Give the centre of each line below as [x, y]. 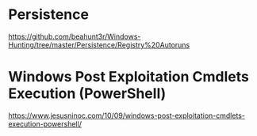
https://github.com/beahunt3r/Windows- [75, 36]
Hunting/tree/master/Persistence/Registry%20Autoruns [99, 44]
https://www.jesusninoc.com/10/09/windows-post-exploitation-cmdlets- [127, 115]
